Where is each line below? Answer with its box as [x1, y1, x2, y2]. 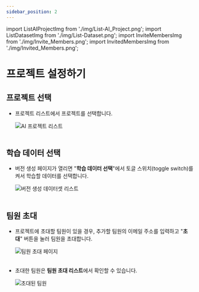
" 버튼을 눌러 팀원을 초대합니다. [20, 235, 93, 242]
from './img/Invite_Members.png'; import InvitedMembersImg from [6, 38, 169, 45]
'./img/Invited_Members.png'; [6, 44, 79, 51]
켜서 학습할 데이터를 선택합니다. [14, 172, 88, 180]
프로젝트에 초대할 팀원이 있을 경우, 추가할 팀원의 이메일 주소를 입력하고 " [14, 228, 183, 235]
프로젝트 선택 [6, 93, 52, 103]
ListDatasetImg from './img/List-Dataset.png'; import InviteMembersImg [6, 31, 182, 39]
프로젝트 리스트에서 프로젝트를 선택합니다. [14, 109, 113, 117]
